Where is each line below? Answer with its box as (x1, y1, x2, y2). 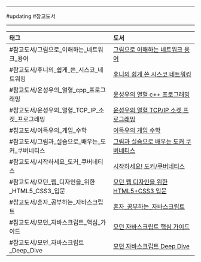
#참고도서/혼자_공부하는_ (9, 198, 76, 206)
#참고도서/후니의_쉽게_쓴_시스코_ (9, 66, 98, 74)
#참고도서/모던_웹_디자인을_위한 (9, 178, 96, 186)
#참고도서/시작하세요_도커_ (9, 158, 82, 166)
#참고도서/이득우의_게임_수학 (9, 126, 87, 135)
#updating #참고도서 (6, 13, 56, 20)
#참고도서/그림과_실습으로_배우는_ (9, 138, 100, 145)
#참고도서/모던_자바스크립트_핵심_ (9, 218, 100, 226)
